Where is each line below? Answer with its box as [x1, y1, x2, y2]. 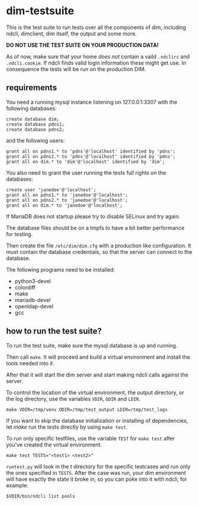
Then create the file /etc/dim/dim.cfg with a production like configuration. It [6, 242, 191, 249]
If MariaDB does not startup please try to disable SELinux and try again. [6, 213, 180, 220]
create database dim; [6, 116, 60, 122]
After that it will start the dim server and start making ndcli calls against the [6, 371, 189, 378]
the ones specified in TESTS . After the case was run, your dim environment [6, 469, 186, 476]
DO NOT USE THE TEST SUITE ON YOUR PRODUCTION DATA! [6, 41, 159, 49]
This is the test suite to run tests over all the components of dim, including [6, 24, 186, 31]
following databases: [6, 105, 57, 112]
